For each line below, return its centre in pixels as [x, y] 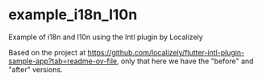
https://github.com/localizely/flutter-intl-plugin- [166, 52]
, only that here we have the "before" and [185, 61]
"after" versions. [35, 69]
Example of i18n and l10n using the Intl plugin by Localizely [106, 37]
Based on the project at [47, 52]
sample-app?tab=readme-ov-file [63, 61]
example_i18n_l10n [73, 15]
